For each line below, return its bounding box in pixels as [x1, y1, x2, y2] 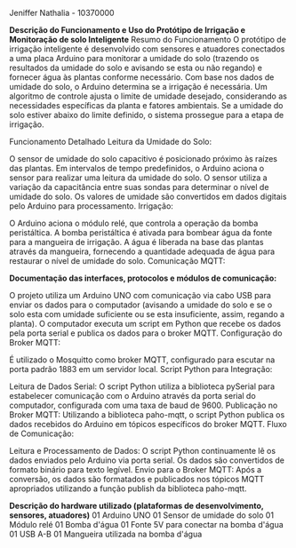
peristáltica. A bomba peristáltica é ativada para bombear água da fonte [9, 227, 273, 238]
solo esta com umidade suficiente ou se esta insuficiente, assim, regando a [9, 309, 285, 319]
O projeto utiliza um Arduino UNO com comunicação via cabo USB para [9, 290, 271, 300]
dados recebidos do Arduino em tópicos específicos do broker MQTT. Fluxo [9, 419, 287, 429]
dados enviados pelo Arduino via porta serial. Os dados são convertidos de [9, 455, 284, 465]
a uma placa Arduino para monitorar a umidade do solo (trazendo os [9, 53, 260, 63]
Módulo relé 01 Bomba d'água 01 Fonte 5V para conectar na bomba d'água [9, 520, 284, 529]
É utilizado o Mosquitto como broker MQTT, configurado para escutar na [9, 354, 276, 365]
